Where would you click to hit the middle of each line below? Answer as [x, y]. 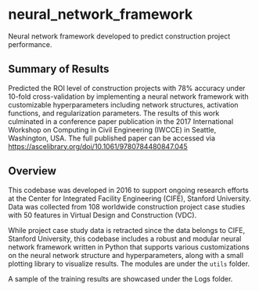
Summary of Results [59, 69]
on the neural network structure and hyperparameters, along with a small [126, 255]
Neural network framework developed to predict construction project [119, 36]
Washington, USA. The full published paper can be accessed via [112, 138]
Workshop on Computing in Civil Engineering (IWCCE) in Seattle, [112, 129]
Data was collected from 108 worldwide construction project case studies [127, 206]
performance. [30, 44]
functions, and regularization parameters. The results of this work [114, 113]
